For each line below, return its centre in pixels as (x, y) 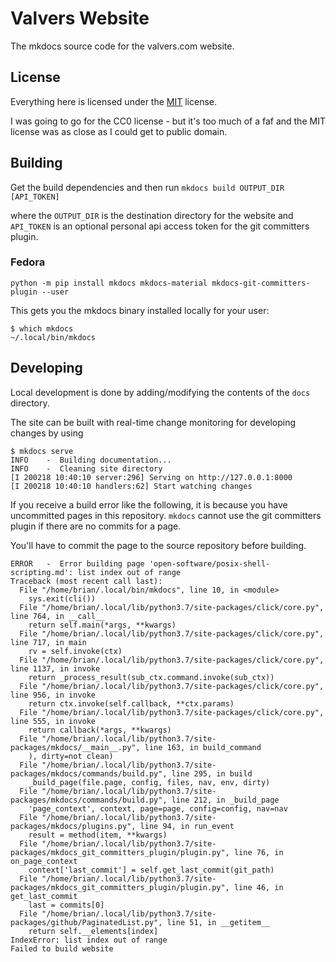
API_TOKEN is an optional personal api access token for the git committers (160, 226)
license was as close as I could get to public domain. (119, 131)
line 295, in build (212, 773)
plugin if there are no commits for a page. (96, 526)
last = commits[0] (66, 905)
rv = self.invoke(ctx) (75, 651)
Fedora (28, 262)
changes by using (47, 433)
